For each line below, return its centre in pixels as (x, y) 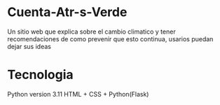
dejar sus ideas (29, 46)
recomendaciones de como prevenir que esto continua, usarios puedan (110, 38)
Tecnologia (40, 75)
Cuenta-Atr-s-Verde (67, 12)
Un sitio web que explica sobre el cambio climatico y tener (92, 31)
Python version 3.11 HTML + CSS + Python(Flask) (78, 94)
